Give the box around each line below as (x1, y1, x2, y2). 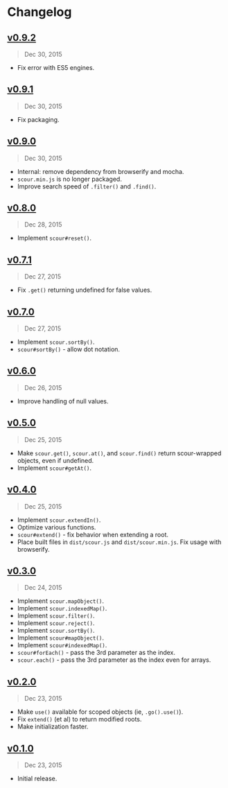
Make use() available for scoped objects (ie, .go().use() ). (17, 708, 184, 716)
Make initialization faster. (17, 722, 89, 731)
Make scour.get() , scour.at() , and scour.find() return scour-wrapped (17, 448, 222, 457)
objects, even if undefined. (17, 456, 94, 464)
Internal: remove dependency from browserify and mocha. (17, 167, 184, 175)
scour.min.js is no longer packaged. (17, 175, 123, 183)
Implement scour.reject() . (17, 619, 95, 627)
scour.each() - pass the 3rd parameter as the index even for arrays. (17, 656, 211, 664)
